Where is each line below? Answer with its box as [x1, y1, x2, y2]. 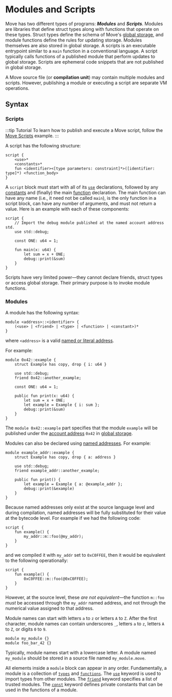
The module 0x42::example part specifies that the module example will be [5, 425, 158, 431]
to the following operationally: [5, 557, 68, 563]
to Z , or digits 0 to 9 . [5, 626, 47, 632]
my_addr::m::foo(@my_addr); [24, 534, 84, 539]
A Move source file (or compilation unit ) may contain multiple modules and [5, 74, 164, 80]
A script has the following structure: [5, 142, 81, 148]
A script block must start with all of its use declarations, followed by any [5, 184, 159, 190]
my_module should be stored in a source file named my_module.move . [5, 655, 146, 661]
